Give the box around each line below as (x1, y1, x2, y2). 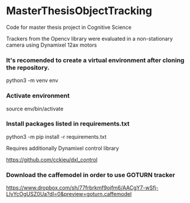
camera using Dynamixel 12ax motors (6, 41, 97, 48)
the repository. (6, 63, 50, 71)
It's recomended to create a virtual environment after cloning (6, 56, 185, 64)
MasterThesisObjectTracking (6, 4, 152, 18)
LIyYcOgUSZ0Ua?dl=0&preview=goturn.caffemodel (6, 191, 132, 198)
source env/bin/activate (6, 105, 64, 112)
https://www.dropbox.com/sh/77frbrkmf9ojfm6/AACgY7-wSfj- (6, 184, 159, 191)
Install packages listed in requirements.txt (6, 120, 130, 128)
